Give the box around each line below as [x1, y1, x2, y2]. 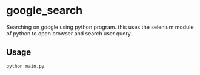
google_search [6, 4, 83, 17]
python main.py [6, 63, 45, 69]
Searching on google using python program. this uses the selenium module [6, 23, 194, 31]
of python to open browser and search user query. [6, 29, 132, 37]
